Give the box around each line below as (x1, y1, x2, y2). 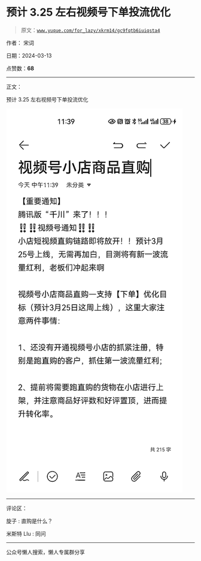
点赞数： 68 (6, 64, 35, 72)
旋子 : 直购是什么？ (6, 517, 53, 524)
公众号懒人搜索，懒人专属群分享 (6, 548, 85, 556)
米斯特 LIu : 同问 (6, 530, 46, 537)
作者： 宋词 (6, 39, 34, 46)
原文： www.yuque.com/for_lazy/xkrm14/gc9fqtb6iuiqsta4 (20, 26, 160, 34)
